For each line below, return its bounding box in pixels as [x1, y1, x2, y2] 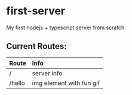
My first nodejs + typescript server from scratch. [6, 24, 127, 31]
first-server [6, 4, 66, 18]
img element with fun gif [32, 79, 100, 87]
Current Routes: [6, 41, 67, 51]
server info [32, 69, 63, 77]
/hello [9, 79, 25, 87]
